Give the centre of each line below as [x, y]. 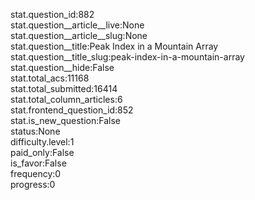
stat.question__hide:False [62, 67]
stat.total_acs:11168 [50, 78]
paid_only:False [42, 152]
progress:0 [33, 184]
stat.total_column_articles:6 [66, 99]
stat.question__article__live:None [77, 25]
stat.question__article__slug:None [79, 35]
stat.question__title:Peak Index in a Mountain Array [114, 46]
